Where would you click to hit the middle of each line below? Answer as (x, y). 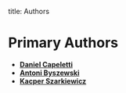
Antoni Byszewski (49, 73)
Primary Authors (63, 43)
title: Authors (29, 11)
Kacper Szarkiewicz (53, 80)
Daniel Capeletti (46, 64)
